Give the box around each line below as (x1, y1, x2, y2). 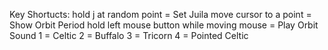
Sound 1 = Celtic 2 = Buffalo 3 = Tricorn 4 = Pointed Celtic (9, 30, 249, 41)
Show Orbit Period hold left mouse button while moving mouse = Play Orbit (9, 19, 319, 31)
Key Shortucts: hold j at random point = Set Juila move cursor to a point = (9, 9, 312, 20)
